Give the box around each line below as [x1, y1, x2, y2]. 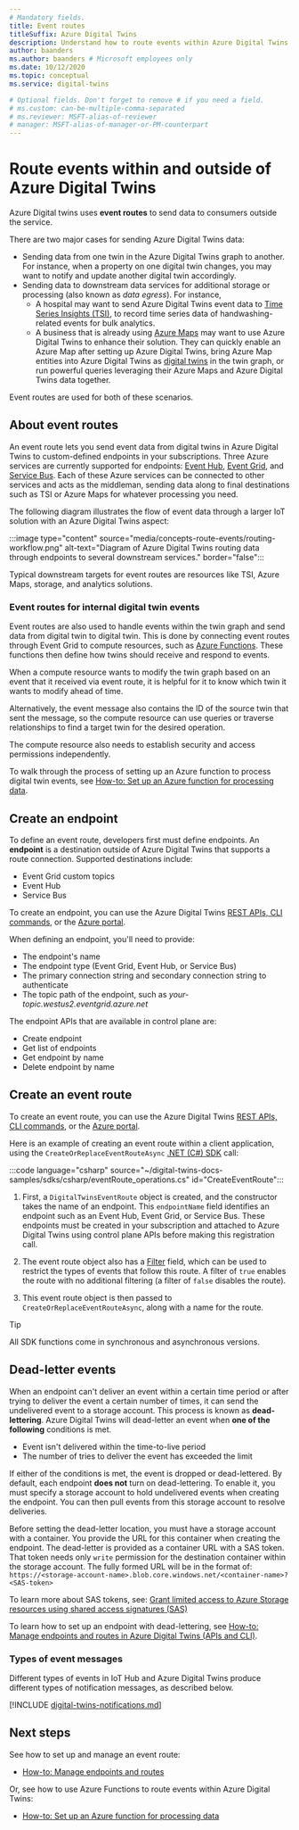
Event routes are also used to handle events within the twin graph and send [9, 621, 286, 632]
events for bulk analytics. [63, 318, 156, 328]
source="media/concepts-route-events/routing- [99, 533, 276, 543]
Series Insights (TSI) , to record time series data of [35, 309, 218, 319]
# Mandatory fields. [9, 12, 86, 22]
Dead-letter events [9, 1362, 117, 1378]
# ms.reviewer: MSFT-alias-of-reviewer [9, 112, 158, 121]
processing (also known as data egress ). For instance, [21, 289, 222, 300]
